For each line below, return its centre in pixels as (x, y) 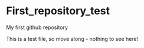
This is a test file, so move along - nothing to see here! (72, 39)
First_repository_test (58, 11)
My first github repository (37, 27)
